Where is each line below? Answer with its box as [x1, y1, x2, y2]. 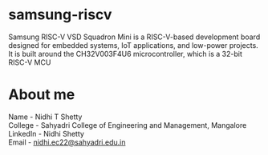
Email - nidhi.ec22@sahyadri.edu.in [8, 137, 126, 147]
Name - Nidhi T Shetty [8, 112, 83, 121]
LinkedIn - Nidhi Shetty [8, 129, 84, 138]
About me [8, 85, 75, 104]
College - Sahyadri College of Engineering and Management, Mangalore [8, 120, 247, 129]
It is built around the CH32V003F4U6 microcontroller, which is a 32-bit [8, 49, 242, 58]
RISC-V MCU [8, 58, 51, 67]
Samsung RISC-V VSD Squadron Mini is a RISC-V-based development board [8, 32, 261, 42]
